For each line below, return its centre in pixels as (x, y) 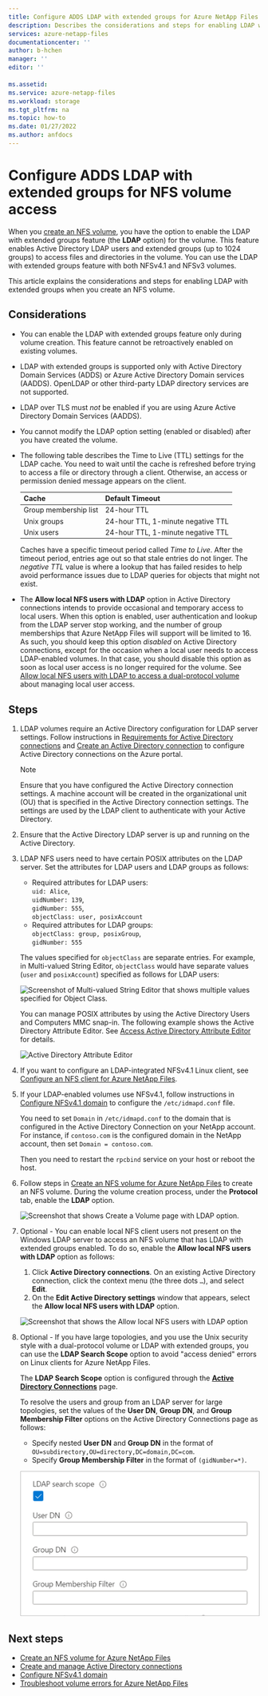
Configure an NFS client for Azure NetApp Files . (99, 1079)
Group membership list (61, 510)
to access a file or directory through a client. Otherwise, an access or (133, 472)
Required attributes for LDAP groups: (92, 925)
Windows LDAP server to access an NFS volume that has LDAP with (131, 1240)
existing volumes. (49, 351)
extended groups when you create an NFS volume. (92, 289)
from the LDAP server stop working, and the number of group (121, 625)
